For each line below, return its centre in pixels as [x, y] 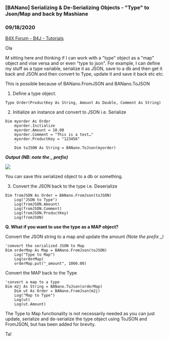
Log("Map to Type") [35, 296]
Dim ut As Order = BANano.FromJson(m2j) [57, 291]
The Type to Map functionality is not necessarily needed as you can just [80, 314]
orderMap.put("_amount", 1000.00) [50, 264]
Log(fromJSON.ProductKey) [42, 213]
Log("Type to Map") [35, 255]
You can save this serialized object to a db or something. [64, 177]
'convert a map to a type [32, 282]
